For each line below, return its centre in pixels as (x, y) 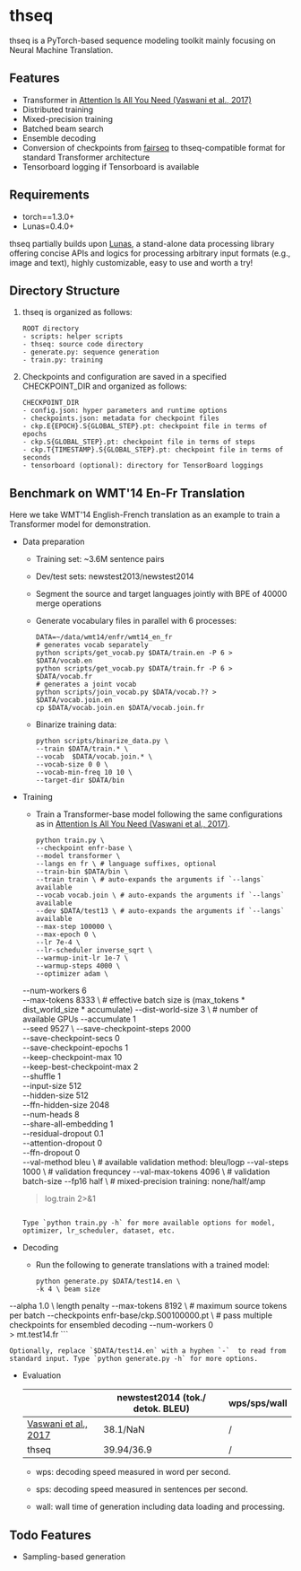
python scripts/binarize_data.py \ (102, 742)
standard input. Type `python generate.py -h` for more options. (133, 1359)
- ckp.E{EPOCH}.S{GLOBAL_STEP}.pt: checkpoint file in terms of (145, 426)
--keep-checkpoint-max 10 (72, 1058)
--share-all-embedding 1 (68, 1124)
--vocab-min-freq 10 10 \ (84, 773)
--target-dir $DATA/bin (80, 781)
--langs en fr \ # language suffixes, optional (126, 864)
